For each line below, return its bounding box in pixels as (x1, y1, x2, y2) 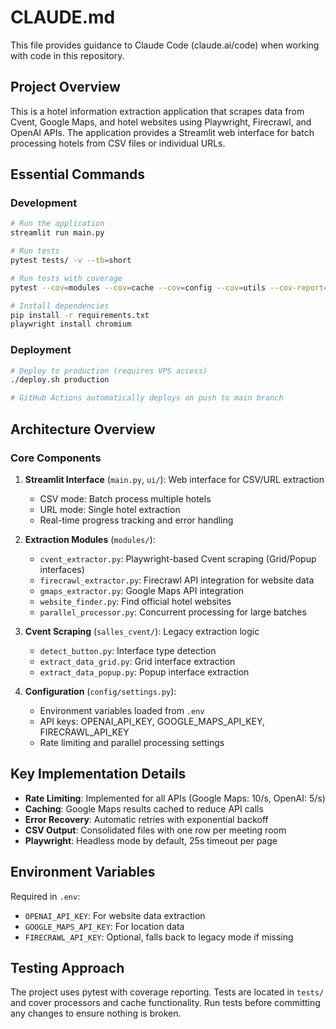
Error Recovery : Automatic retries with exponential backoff (24, 813, 269, 825)
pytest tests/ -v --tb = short (10, 256, 132, 266)
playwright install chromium (10, 319, 132, 330)
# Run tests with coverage (10, 273, 123, 283)
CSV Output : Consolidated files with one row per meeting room (24, 824, 287, 836)
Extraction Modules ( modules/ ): (24, 533, 156, 545)
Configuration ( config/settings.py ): (24, 685, 177, 697)
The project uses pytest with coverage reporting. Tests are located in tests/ (10, 986, 325, 998)
